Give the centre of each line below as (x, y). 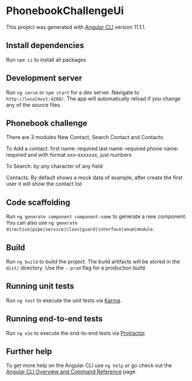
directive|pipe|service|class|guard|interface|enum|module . (80, 229)
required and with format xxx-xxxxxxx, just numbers (69, 155)
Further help (29, 351)
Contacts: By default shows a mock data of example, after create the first (94, 178)
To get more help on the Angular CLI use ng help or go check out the (89, 366)
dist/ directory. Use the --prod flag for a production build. (76, 268)
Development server (44, 78)
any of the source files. (34, 104)
